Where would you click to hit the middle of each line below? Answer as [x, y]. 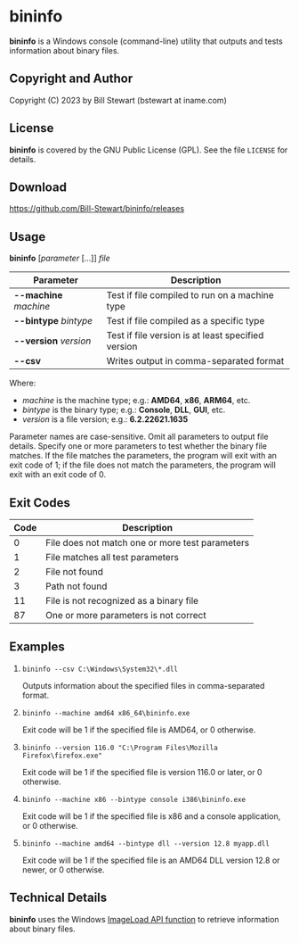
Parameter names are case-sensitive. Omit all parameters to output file [139, 437]
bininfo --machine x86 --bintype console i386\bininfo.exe [134, 799]
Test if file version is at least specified [185, 335]
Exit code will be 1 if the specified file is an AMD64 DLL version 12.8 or [151, 860]
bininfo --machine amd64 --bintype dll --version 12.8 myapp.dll [145, 844]
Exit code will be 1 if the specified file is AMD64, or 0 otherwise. [139, 730]
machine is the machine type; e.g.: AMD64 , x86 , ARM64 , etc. [136, 401]
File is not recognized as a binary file [122, 601]
